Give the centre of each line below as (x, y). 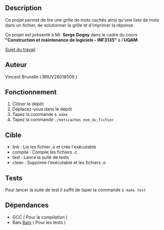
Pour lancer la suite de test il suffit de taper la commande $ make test (76, 190)
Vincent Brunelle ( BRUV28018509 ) (41, 77)
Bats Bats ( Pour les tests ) (39, 222)
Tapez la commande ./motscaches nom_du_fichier (63, 119)
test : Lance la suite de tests (41, 157)
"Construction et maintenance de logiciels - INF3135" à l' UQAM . (72, 40)
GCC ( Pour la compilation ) (40, 217)
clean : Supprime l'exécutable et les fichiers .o (59, 163)
